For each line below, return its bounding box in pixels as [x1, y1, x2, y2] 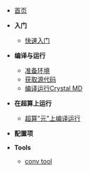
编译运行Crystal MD [24, 84, 83, 92]
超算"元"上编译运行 [24, 114, 81, 122]
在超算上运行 [13, 99, 52, 108]
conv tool [24, 157, 52, 165]
